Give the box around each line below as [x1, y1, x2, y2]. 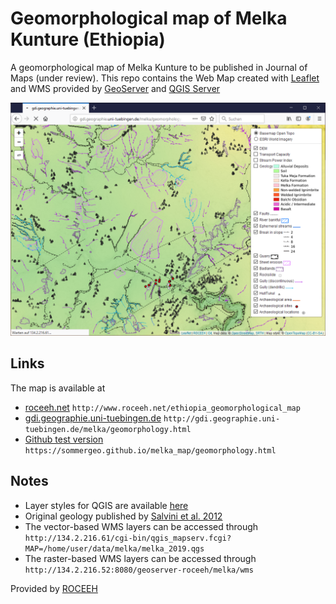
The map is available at [10, 382, 106, 394]
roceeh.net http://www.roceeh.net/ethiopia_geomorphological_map [24, 401, 301, 413]
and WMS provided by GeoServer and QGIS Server [10, 82, 221, 94]
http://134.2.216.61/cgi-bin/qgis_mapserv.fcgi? [24, 533, 232, 543]
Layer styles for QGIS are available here [24, 499, 189, 511]
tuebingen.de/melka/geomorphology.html [24, 424, 192, 434]
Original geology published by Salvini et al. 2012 [24, 510, 223, 522]
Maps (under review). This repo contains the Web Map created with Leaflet [10, 72, 320, 84]
